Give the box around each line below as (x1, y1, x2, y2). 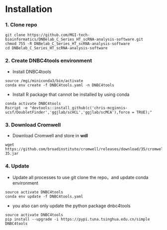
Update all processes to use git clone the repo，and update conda (12, 175, 149, 181)
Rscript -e (5, 105, 28, 110)
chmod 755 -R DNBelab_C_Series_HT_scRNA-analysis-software (5, 41, 130, 46)
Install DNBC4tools (12, 68, 51, 74)
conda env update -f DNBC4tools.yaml (5, 194, 83, 199)
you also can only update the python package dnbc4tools (12, 203, 131, 209)
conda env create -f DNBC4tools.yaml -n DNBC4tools (5, 82, 114, 88)
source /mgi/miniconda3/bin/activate (5, 78, 83, 83)
